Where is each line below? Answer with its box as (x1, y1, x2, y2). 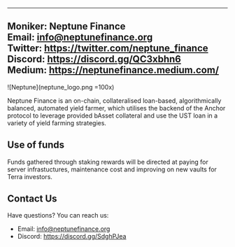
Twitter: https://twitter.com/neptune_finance (7, 43, 208, 55)
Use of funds (7, 139, 65, 151)
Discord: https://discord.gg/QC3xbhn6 (7, 53, 182, 65)
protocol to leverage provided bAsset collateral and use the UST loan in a (7, 111, 218, 120)
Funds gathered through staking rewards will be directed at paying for (7, 157, 208, 166)
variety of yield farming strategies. (7, 118, 107, 127)
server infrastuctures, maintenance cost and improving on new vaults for (7, 165, 217, 174)
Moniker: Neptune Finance (7, 20, 126, 32)
